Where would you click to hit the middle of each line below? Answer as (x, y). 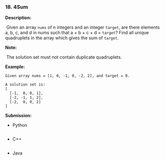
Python (20, 125)
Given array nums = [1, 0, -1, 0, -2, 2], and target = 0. (68, 76)
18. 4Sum (17, 7)
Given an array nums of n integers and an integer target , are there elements (83, 27)
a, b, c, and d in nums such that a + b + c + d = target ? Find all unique (77, 33)
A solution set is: (25, 85)
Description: (18, 18)
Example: (15, 67)
